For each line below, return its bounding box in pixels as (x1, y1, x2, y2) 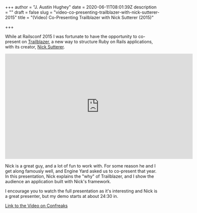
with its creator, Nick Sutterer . (5, 44, 65, 49)
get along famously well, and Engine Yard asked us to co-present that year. (5, 168, 157, 174)
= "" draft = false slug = (5, 9, 53, 15)
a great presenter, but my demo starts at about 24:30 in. (5, 193, 119, 199)
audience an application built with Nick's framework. (5, 179, 111, 184)
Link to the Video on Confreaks (5, 203, 68, 209)
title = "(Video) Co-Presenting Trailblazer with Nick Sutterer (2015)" (18, 15, 154, 20)
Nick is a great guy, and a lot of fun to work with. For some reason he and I (5, 163, 156, 168)
